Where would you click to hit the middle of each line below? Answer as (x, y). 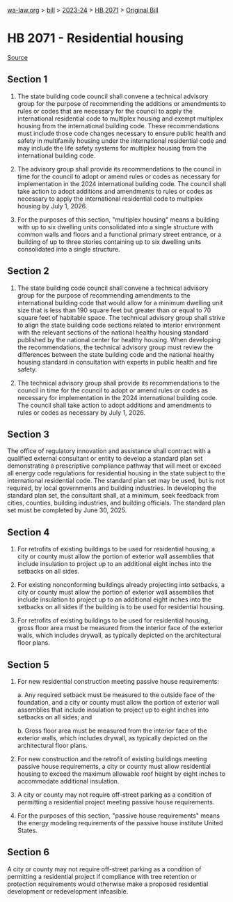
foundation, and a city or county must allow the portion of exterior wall (118, 702)
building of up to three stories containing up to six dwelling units (109, 242)
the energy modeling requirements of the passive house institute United (120, 823)
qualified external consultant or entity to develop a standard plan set (105, 459)
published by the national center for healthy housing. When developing (119, 339)
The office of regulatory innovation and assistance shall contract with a (109, 451)
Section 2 (29, 271)
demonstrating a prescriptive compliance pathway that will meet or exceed (114, 466)
